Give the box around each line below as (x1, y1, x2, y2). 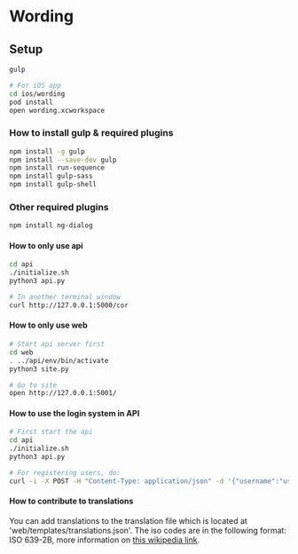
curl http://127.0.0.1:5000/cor (9, 300, 129, 310)
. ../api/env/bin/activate (9, 356, 109, 365)
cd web (9, 348, 34, 357)
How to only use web (9, 320, 89, 330)
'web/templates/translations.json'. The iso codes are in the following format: (9, 525, 286, 535)
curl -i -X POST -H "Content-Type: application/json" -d (9, 477, 224, 486)
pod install (9, 98, 53, 107)
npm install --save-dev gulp (9, 155, 117, 164)
